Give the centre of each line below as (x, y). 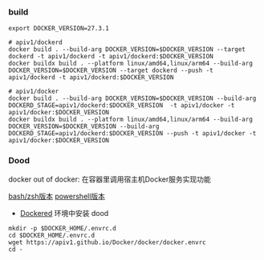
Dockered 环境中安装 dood (64, 213)
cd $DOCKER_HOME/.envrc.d (51, 235)
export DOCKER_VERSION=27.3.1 (59, 29)
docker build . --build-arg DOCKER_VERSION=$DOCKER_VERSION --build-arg (132, 98)
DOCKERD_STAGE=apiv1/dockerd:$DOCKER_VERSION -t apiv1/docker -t (122, 106)
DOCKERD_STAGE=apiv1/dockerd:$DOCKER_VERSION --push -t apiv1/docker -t (132, 134)
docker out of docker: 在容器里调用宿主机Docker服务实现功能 (110, 179)
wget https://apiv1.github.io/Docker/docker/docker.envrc (107, 242)
